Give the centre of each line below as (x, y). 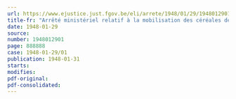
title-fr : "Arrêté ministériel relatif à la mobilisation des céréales (114, 20)
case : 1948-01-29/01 (38, 53)
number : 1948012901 (36, 40)
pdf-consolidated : (34, 85)
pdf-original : (28, 78)
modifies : (22, 72)
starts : (19, 66)
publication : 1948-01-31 (44, 59)
